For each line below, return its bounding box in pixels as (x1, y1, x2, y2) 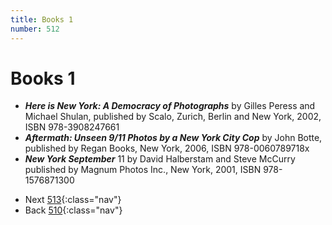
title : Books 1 (10, 14, 74, 25)
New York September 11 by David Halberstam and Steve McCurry (24, 153, 296, 165)
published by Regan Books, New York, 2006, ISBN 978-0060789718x (24, 142, 310, 155)
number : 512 (10, 24, 60, 34)
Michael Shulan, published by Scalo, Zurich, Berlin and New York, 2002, (24, 111, 322, 123)
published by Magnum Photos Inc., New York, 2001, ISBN (24, 164, 262, 176)
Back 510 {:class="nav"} (24, 204, 123, 216)
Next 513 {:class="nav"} (24, 194, 122, 206)
